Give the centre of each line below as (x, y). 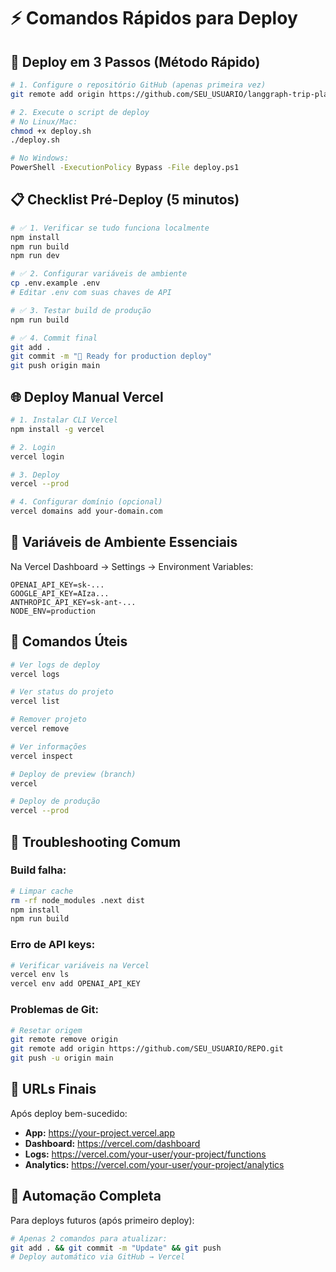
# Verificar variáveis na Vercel (80, 965)
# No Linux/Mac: (44, 121)
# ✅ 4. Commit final (54, 338)
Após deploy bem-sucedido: (69, 1113)
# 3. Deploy (35, 475)
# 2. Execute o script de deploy (80, 112)
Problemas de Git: (54, 1010)
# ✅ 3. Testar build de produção (81, 310)
